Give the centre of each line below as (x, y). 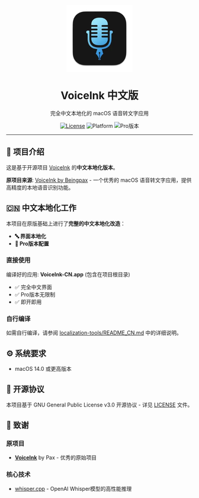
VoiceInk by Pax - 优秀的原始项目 (55, 458)
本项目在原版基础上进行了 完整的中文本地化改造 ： (66, 223)
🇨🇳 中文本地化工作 (41, 208)
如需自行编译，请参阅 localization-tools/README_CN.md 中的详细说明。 (94, 333)
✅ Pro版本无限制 (35, 294)
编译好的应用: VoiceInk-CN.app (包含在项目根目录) (68, 274)
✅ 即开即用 (28, 302)
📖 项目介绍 (25, 152)
